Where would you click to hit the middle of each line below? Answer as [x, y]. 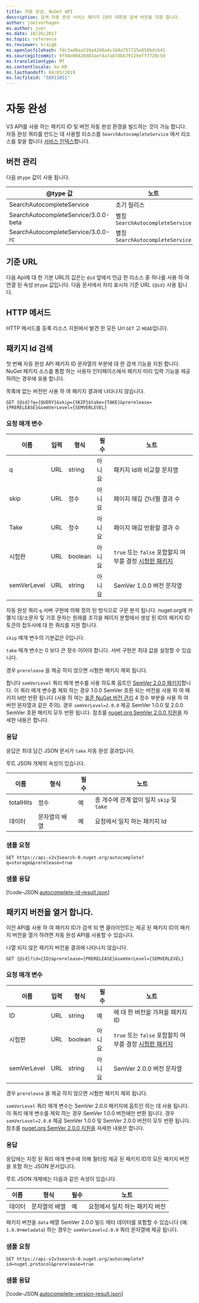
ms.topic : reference [32, 39]
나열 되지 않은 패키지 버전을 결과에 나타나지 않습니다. [67, 948]
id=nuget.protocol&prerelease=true [50, 1264]
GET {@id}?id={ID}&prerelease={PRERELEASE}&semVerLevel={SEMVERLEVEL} [95, 959]
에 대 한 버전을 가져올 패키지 [150, 1012]
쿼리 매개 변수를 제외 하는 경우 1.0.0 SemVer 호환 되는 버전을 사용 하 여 [102, 690]
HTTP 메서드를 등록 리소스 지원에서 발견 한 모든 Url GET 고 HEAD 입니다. [87, 328]
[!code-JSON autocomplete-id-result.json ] [58, 892]
